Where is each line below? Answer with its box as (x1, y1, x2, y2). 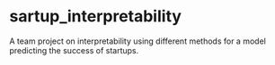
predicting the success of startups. (9, 45, 139, 55)
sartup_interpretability (9, 6, 182, 27)
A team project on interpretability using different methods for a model (9, 36, 267, 46)
